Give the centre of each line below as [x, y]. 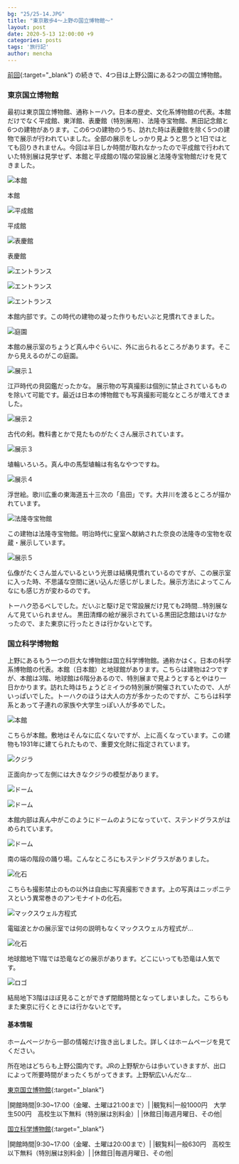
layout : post [27, 27]
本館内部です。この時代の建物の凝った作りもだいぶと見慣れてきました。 [113, 317]
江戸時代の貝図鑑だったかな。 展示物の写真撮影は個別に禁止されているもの [117, 386]
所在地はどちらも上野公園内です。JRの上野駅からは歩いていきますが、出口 [117, 1066]
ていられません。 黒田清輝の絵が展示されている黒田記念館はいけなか [126, 615]
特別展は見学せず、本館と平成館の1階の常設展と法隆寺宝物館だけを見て [123, 157]
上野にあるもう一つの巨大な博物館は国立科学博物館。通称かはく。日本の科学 [119, 661]
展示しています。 [44, 542]
